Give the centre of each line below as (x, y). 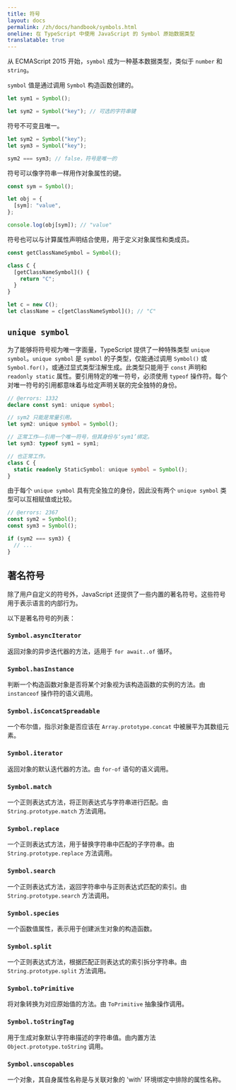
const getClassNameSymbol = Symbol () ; (64, 253)
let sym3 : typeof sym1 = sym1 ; (53, 444)
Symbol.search (31, 871)
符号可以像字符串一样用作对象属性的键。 (66, 173)
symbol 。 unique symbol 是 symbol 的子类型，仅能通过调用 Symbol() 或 (107, 358)
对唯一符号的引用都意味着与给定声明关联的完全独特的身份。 (94, 385)
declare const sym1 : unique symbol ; (61, 405)
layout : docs (26, 21)
